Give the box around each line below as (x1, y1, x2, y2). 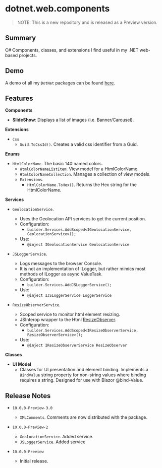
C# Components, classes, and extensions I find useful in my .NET (5, 47, 139, 53)
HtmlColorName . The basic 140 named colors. (12, 161, 103, 167)
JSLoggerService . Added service (19, 439, 86, 445)
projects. (19, 52, 37, 58)
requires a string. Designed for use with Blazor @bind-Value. (19, 377, 144, 383)
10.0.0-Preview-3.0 (12, 405, 53, 411)
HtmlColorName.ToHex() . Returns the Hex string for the (27, 182, 137, 188)
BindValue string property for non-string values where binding (19, 372, 146, 378)
